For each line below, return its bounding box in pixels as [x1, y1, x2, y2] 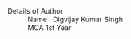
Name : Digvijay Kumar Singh [27, 14, 123, 24]
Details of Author [7, 6, 63, 15]
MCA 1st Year [27, 23, 72, 33]
